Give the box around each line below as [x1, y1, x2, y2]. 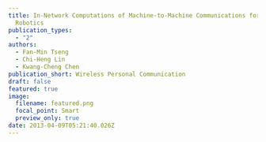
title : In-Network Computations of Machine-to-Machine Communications [8, 11, 246, 20]
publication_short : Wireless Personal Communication [8, 70, 186, 78]
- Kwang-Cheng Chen [15, 63, 80, 71]
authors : [8, 41, 37, 49]
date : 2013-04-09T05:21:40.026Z [8, 121, 115, 129]
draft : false [8, 77, 51, 85]
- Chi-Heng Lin [15, 56, 66, 64]
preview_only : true [15, 114, 80, 122]
